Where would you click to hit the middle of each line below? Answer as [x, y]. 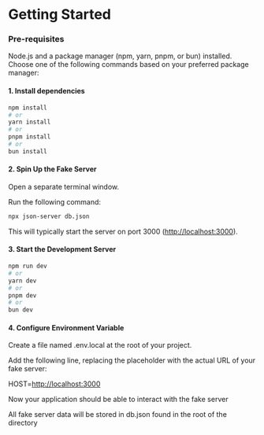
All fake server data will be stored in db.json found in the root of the [117, 415]
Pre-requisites [36, 39]
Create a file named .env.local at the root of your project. [100, 345]
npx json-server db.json [49, 217]
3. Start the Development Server [62, 249]
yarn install [30, 122]
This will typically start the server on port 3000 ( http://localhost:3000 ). [123, 231]
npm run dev [28, 266]
